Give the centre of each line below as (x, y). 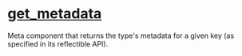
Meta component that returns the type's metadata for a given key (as (121, 35)
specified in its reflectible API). (58, 43)
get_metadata (55, 14)
